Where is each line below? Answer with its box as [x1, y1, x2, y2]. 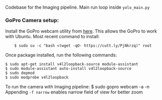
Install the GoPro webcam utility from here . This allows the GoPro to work [5, 28, 157, 34]
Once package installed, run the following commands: [5, 52, 117, 58]
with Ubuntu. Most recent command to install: [5, 34, 100, 40]
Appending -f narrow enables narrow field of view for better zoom [5, 89, 143, 95]
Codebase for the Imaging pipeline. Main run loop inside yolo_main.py [5, 5, 150, 10]
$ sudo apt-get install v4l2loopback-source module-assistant [5, 62, 138, 67]
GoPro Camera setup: [5, 17, 59, 24]
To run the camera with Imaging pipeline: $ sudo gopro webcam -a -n [5, 84, 150, 90]
